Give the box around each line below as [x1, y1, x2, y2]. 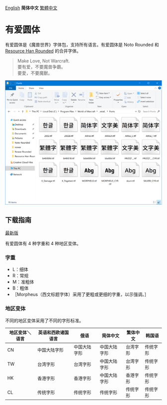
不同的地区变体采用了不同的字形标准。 [5, 317, 83, 324]
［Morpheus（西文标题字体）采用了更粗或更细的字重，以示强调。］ [12, 292, 149, 298]
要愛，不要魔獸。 [17, 70, 53, 76]
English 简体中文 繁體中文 [5, 5, 58, 10]
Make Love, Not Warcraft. [17, 57, 70, 64]
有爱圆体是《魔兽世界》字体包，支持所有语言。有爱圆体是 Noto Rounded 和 [5, 41, 159, 47]
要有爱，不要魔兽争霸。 [17, 63, 66, 69]
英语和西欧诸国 [38, 330, 69, 336]
